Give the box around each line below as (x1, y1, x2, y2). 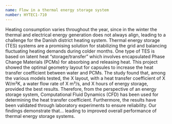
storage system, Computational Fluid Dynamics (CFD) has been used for (5, 91, 159, 97)
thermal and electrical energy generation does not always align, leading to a (5, 32, 166, 38)
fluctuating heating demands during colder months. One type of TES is (5, 48, 155, 54)
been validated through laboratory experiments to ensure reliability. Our (5, 102, 157, 108)
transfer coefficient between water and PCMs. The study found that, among (5, 69, 166, 76)
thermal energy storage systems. (5, 113, 75, 119)
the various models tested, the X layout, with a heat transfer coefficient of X (5, 75, 166, 81)
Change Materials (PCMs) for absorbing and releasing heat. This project (5, 59, 158, 65)
